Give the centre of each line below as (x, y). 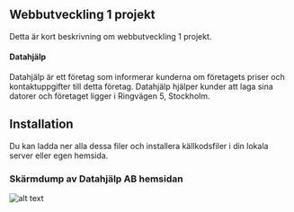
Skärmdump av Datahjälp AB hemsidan (96, 179)
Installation (41, 124)
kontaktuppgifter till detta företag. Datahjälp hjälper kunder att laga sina (142, 87)
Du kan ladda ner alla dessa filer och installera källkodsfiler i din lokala (139, 146)
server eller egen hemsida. (59, 155)
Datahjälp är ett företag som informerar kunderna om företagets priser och (147, 77)
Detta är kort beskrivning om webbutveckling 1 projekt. (111, 36)
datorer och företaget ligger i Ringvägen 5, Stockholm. (110, 96)
